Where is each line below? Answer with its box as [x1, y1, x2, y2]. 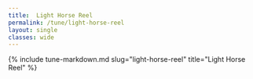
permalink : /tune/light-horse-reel [8, 19, 125, 27]
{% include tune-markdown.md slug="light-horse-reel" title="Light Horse [8, 55, 246, 64]
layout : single [8, 26, 58, 34]
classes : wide [8, 33, 55, 41]
